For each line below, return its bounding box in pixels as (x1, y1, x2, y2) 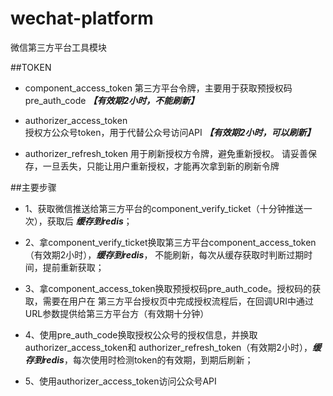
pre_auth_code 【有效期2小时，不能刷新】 (24, 94, 200, 106)
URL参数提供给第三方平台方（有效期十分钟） (24, 307, 210, 319)
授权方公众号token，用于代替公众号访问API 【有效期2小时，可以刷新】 (24, 126, 316, 138)
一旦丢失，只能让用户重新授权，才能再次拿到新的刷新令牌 (42, 160, 280, 172)
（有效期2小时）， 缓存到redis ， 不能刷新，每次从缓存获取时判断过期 (24, 248, 305, 261)
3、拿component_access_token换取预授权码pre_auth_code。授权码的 (24, 282, 313, 294)
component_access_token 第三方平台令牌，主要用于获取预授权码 (24, 82, 293, 94)
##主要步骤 (10, 181, 57, 193)
